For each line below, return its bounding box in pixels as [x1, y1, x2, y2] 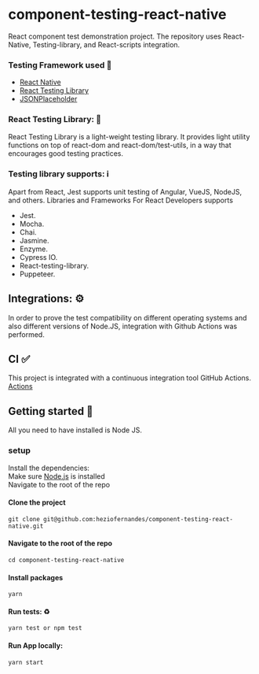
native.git [8, 522, 44, 530]
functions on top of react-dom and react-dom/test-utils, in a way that [8, 140, 232, 150]
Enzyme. [19, 244, 49, 254]
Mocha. [19, 219, 45, 228]
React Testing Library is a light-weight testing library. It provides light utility [8, 131, 250, 141]
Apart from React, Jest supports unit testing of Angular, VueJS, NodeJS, [8, 187, 242, 196]
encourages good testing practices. [8, 148, 124, 158]
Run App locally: [8, 640, 64, 650]
